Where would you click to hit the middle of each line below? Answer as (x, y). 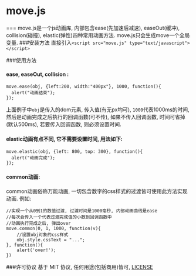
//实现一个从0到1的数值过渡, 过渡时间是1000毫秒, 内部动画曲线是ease (82, 211)
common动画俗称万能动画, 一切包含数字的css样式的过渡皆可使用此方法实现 (97, 191)
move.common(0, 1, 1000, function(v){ (53, 228)
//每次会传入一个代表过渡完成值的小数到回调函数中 (59, 217)
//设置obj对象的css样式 (43, 235)
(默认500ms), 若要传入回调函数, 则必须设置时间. (64, 124)
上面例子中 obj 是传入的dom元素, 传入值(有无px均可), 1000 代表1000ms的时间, (98, 109)
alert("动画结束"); (33, 93)
